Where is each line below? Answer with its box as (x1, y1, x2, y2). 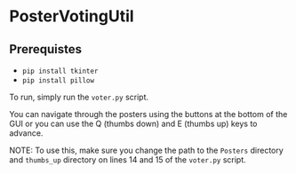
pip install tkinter (21, 67, 99, 75)
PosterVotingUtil (9, 6, 135, 27)
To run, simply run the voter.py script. (9, 91, 149, 102)
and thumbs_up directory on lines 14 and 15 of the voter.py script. (9, 154, 246, 165)
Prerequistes (9, 42, 83, 57)
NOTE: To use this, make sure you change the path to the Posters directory (9, 145, 284, 155)
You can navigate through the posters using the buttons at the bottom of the (9, 109, 288, 119)
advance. (9, 128, 44, 138)
